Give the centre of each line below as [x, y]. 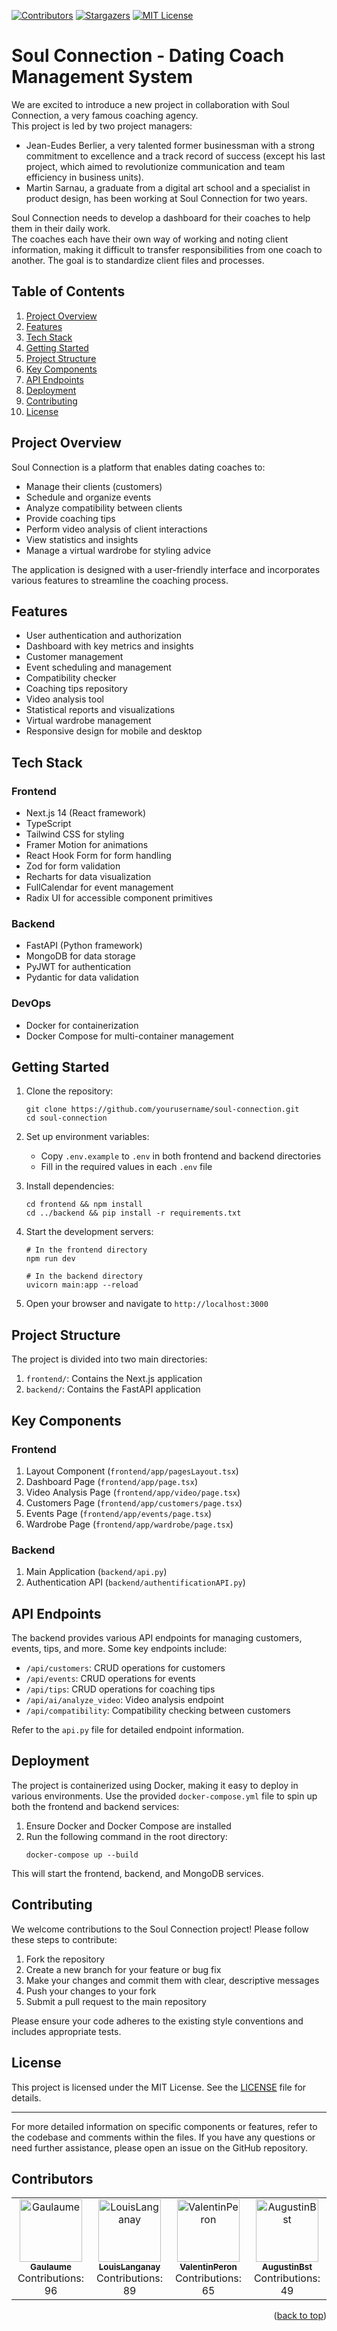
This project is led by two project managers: [102, 126]
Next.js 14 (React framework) [86, 813]
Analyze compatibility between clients [104, 507]
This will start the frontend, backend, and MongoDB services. [137, 1873]
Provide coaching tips [70, 518]
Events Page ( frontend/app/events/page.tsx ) [119, 1513]
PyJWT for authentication [78, 967]
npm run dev [50, 1259]
